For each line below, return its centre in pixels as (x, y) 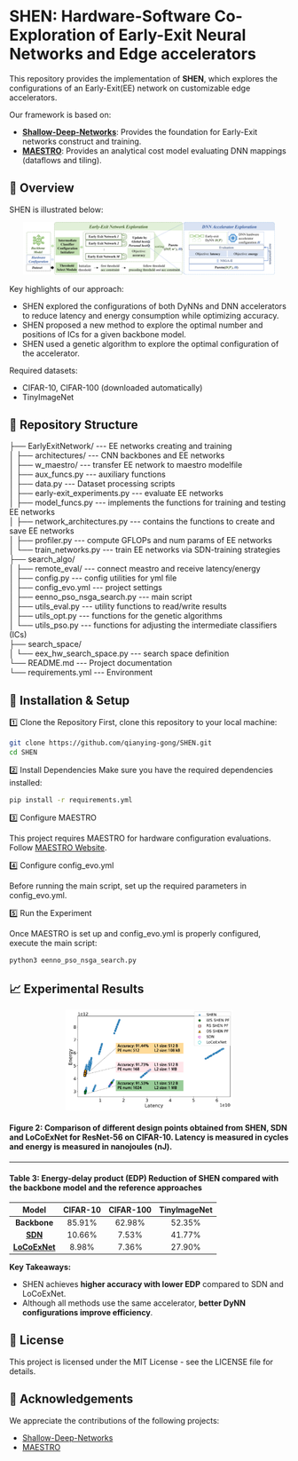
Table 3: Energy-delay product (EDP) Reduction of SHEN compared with (144, 1178)
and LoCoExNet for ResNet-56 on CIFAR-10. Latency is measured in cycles (149, 1137)
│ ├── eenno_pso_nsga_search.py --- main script (101, 597)
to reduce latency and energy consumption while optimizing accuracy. (150, 315)
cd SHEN (24, 753)
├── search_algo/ (42, 559)
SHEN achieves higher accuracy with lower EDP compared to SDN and (153, 1283)
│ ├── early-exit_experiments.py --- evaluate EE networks (116, 494)
